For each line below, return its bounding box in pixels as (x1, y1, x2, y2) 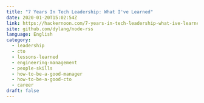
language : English (6, 32, 53, 38)
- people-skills (12, 65, 53, 71)
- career (12, 82, 34, 88)
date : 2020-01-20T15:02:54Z (6, 15, 78, 21)
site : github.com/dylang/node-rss (6, 25, 94, 32)
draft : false (6, 88, 39, 94)
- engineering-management (12, 59, 78, 65)
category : (6, 37, 32, 43)
